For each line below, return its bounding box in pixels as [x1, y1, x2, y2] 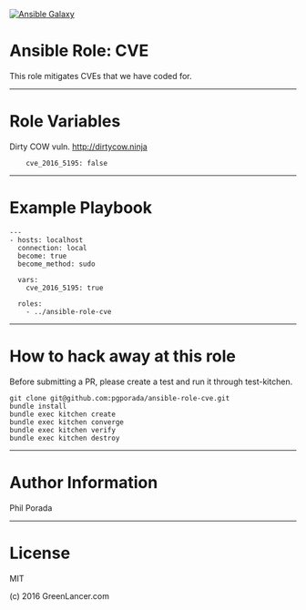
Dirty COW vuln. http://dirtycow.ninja [9, 141, 148, 152]
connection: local [17, 243, 88, 252]
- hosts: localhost [9, 235, 84, 245]
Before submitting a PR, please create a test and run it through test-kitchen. [9, 376, 293, 387]
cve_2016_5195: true [25, 283, 104, 292]
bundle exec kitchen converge [9, 417, 125, 427]
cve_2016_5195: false [25, 158, 107, 168]
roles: [17, 299, 43, 309]
